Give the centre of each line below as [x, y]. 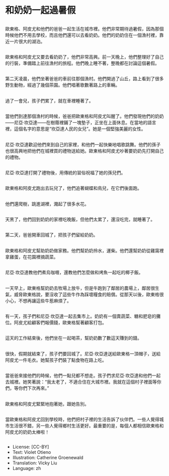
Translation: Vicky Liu [35, 463]
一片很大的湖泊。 [27, 41]
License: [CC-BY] [31, 447]
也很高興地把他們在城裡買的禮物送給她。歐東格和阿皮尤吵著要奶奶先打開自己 [84, 151]
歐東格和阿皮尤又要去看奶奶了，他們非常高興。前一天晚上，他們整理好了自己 [84, 57]
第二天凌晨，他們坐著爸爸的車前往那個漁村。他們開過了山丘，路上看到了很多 [84, 79]
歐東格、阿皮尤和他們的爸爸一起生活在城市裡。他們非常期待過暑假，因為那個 [84, 29]
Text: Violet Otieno [32, 452]
